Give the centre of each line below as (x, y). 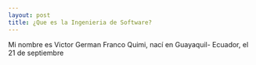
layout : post (29, 15)
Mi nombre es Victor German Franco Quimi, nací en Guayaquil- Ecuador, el (128, 44)
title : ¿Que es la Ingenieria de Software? (80, 22)
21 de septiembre (36, 53)
